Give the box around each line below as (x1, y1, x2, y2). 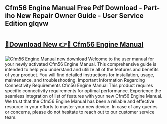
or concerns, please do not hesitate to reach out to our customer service (5, 109, 155, 115)
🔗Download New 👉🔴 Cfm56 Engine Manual (5, 40, 144, 49)
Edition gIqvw (5, 19, 49, 28)
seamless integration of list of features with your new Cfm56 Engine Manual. (5, 93, 163, 99)
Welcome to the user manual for (88, 56, 154, 62)
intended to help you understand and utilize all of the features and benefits (5, 67, 159, 72)
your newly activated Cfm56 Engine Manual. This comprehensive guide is (5, 61, 157, 67)
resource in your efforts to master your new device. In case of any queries (5, 104, 158, 109)
